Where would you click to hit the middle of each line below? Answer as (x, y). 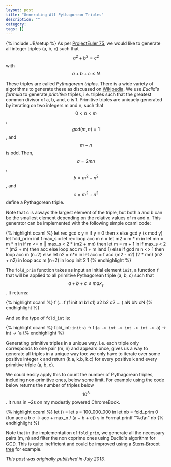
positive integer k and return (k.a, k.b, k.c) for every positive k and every (81, 359)
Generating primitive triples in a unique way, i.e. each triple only (73, 343)
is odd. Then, (20, 153)
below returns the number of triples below (50, 385)
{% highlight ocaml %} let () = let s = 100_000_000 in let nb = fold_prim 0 (82, 412)
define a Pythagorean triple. (35, 202)
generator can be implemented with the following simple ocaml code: (78, 223)
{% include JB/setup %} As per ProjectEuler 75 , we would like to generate (83, 43)
